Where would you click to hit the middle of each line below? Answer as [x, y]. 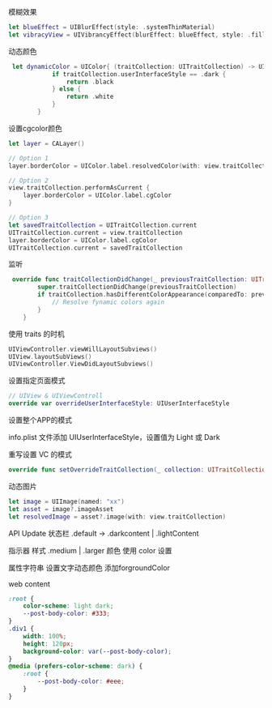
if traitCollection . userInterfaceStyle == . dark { [139, 74]
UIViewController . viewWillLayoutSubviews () [83, 349]
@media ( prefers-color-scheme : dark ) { [76, 667]
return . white [90, 97]
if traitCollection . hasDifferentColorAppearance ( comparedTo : [143, 295]
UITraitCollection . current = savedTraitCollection [96, 248]
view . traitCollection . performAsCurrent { [79, 188]
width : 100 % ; [45, 636]
